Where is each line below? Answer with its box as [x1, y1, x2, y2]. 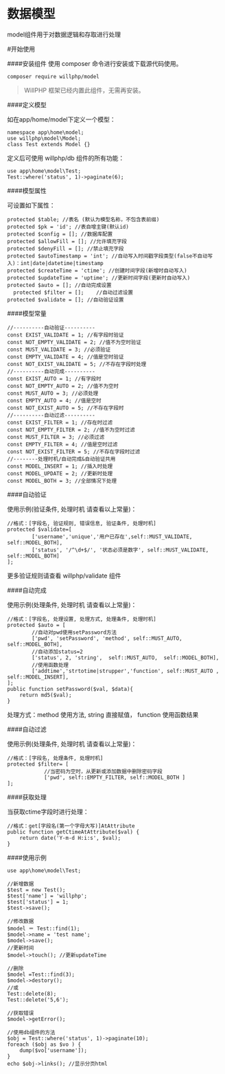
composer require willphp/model [7, 73, 99, 80]
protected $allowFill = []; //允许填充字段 [7, 238, 127, 244]
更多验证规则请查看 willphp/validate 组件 [7, 571, 121, 580]
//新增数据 [7, 880, 34, 887]
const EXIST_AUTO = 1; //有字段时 [7, 375, 102, 382]
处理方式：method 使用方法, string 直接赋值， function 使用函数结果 [7, 710, 199, 718]
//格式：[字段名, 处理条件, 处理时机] [7, 755, 104, 762]
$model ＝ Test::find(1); [7, 925, 80, 932]
